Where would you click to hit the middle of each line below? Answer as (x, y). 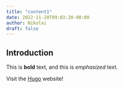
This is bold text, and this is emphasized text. (62, 67)
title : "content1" (29, 12)
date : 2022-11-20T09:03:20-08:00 (48, 17)
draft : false (22, 28)
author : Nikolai (26, 23)
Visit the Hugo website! (35, 79)
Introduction (30, 52)
